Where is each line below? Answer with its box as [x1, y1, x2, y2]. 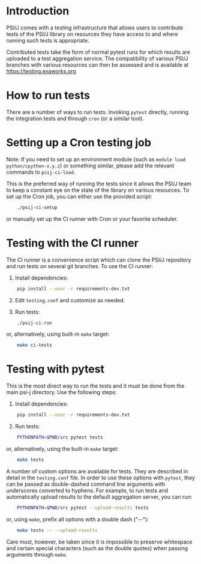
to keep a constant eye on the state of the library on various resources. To [6, 186, 190, 193]
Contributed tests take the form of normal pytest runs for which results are [6, 48, 190, 55]
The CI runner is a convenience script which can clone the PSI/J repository [6, 256, 191, 263]
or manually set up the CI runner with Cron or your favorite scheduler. [6, 215, 178, 223]
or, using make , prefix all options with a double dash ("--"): [6, 515, 149, 523]
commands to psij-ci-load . [6, 168, 76, 175]
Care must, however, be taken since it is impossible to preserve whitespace [6, 538, 193, 545]
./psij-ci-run [17, 320, 52, 326]
